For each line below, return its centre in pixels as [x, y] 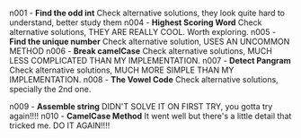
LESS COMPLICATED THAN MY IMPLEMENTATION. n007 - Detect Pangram [150, 60]
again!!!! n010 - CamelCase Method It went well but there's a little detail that [150, 116]
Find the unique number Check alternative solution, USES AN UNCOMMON [150, 41]
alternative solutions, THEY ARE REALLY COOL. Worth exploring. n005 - [143, 32]
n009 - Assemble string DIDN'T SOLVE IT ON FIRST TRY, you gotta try [141, 106]
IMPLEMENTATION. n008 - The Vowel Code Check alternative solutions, [144, 79]
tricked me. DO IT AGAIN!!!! [60, 125]
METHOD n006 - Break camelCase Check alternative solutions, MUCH [141, 51]
